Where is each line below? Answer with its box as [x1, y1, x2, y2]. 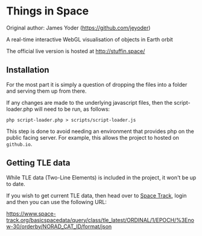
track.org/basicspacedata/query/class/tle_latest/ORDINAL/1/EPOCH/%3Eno [6, 216, 195, 223]
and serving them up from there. [6, 87, 87, 95]
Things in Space [6, 4, 89, 18]
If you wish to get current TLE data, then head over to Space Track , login [6, 191, 187, 199]
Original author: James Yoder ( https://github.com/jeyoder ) [6, 24, 151, 31]
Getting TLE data [6, 158, 71, 168]
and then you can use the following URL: [6, 198, 107, 205]
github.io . [6, 140, 33, 147]
